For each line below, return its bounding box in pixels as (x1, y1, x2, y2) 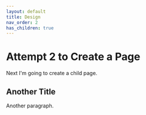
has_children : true (6, 25, 54, 31)
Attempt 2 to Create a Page (6, 50, 141, 63)
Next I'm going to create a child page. (6, 70, 98, 77)
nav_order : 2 (6, 19, 38, 25)
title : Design (6, 14, 41, 20)
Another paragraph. (6, 102, 54, 109)
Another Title (6, 86, 56, 97)
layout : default (6, 8, 46, 15)
